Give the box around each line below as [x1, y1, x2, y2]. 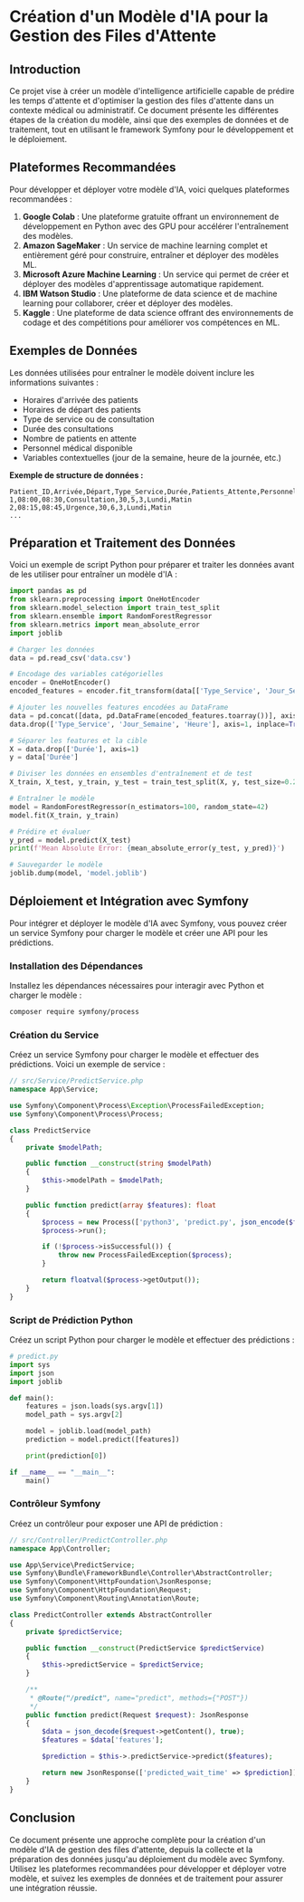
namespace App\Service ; [9, 1085, 100, 1094]
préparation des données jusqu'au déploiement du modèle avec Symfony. [9, 1853, 285, 1864]
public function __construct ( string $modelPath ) [25, 1159, 213, 1169]
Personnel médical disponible [22, 442, 133, 454]
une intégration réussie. [9, 1882, 98, 1893]
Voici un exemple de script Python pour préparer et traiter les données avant [9, 559, 295, 570]
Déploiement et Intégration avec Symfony [9, 894, 249, 909]
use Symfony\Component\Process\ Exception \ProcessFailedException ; [9, 1102, 265, 1111]
